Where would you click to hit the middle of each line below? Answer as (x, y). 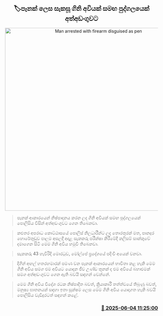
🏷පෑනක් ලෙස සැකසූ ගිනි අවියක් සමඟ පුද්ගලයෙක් (81, 9)
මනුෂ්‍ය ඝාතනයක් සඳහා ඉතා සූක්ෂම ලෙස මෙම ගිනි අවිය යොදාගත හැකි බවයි (86, 289)
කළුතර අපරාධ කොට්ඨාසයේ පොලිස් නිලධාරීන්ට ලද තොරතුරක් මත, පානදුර (85, 233)
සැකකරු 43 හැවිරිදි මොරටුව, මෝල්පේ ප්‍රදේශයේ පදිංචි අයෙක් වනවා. (79, 254)
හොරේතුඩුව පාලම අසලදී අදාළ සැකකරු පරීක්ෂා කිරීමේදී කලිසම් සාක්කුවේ (83, 238)
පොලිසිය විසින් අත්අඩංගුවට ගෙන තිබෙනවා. (57, 223)
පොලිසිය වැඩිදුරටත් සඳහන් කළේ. (48, 295)
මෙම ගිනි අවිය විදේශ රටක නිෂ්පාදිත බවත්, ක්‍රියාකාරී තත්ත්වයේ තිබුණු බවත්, (87, 284)
